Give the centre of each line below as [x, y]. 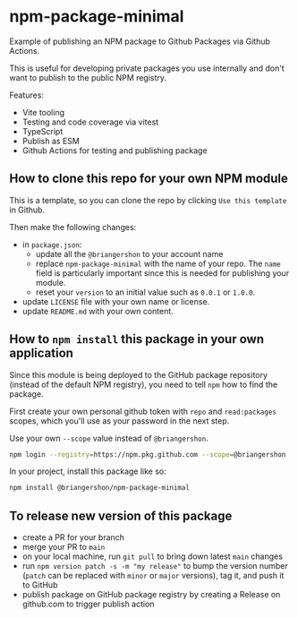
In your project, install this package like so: [88, 471]
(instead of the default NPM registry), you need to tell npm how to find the [144, 384]
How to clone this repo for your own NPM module [149, 179]
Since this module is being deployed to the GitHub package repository [139, 374]
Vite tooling [43, 112]
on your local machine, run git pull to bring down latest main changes [153, 556]
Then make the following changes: [73, 227]
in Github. [27, 210]
